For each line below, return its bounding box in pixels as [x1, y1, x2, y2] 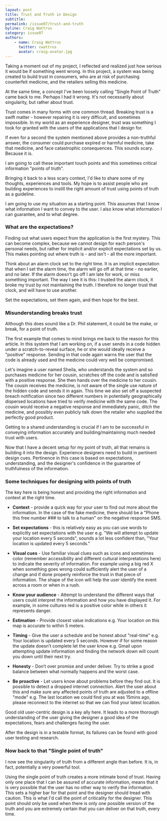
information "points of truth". [5, 165, 64, 171]
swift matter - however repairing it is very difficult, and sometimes [5, 114, 141, 120]
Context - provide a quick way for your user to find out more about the [12, 504, 158, 510]
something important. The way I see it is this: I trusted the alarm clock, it [5, 276, 154, 282]
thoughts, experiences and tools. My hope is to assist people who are [5, 180, 148, 186]
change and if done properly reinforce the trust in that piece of [12, 572, 141, 578]
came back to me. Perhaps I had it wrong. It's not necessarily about [5, 93, 144, 100]
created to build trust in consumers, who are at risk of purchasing [5, 73, 140, 79]
